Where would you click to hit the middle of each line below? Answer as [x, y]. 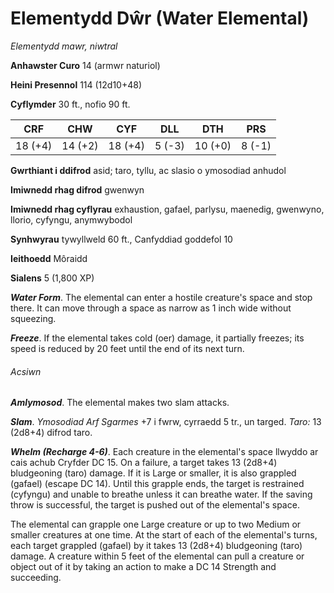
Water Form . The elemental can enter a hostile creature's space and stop [161, 297]
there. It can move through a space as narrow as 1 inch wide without [151, 308]
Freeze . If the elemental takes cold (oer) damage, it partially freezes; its [157, 338]
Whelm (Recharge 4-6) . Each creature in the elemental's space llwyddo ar [164, 452]
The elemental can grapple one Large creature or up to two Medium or [156, 524]
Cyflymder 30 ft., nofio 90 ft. [70, 104]
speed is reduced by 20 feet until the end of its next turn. [127, 348]
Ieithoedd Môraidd [49, 258]
